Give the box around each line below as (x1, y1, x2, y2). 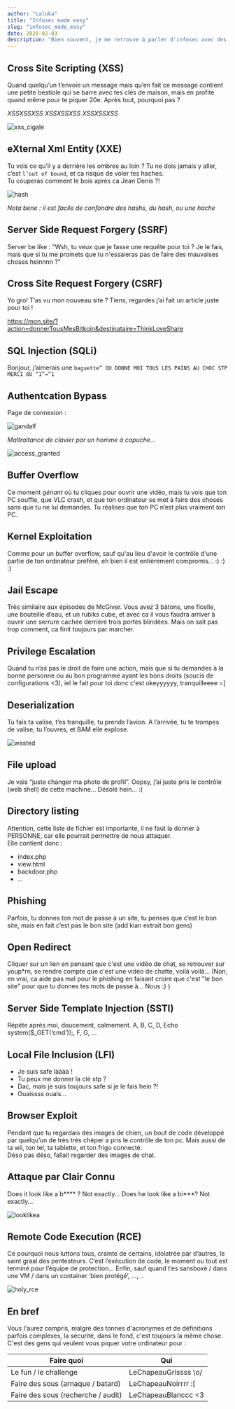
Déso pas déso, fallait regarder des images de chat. (7, 1151, 156, 1159)
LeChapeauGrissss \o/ (129, 1368, 203, 1378)
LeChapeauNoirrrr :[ (129, 1379, 196, 1389)
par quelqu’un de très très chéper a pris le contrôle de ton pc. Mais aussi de (7, 1135, 226, 1144)
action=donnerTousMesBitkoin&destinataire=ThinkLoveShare (7, 325, 184, 333)
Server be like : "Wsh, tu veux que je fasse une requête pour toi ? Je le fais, (7, 242, 224, 251)
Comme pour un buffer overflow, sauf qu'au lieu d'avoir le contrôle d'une (7, 549, 218, 557)
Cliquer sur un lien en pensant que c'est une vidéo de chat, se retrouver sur (7, 960, 225, 968)
